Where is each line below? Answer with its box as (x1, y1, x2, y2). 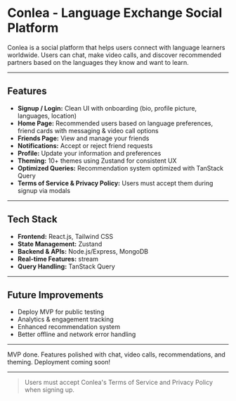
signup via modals (17, 186, 71, 195)
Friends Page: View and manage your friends (17, 134, 150, 142)
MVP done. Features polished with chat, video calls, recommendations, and (7, 350, 226, 359)
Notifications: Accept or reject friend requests (17, 141, 153, 149)
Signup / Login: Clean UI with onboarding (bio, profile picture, (17, 104, 197, 112)
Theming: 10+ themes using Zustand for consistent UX (17, 156, 177, 165)
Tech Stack (7, 214, 58, 226)
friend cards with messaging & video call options (17, 126, 159, 135)
